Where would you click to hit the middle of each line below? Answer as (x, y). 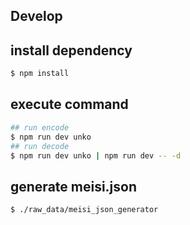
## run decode (40, 146)
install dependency (71, 50)
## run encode (40, 127)
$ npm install (40, 74)
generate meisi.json (74, 186)
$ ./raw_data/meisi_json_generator (84, 210)
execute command (69, 104)
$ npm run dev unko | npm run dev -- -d (96, 155)
